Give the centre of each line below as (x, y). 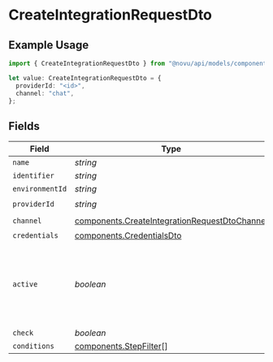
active (25, 284)
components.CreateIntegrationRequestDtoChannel (171, 221)
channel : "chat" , (45, 93)
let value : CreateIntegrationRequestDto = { (85, 78)
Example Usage (49, 45)
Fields (24, 126)
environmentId (40, 189)
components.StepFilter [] (121, 347)
